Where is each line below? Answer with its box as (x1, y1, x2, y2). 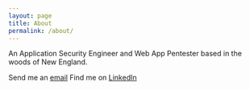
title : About (8, 19, 52, 27)
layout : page (8, 11, 52, 20)
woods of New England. (8, 57, 88, 67)
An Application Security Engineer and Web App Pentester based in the (8, 49, 242, 59)
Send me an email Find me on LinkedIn (8, 73, 137, 83)
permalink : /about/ (8, 27, 74, 35)
